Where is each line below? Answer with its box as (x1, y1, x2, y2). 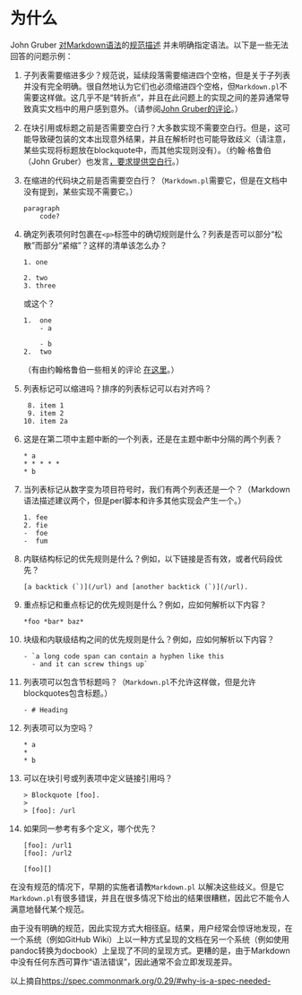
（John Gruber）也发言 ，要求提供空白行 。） (22, 156, 185, 167)
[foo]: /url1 (22, 841, 73, 850)
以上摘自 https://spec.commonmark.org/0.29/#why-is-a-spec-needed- (10, 975, 272, 986)
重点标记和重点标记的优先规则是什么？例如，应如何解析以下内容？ (22, 599, 267, 610)
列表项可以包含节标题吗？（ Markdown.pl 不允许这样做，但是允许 (22, 676, 256, 687)
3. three (22, 281, 56, 290)
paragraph (22, 203, 61, 213)
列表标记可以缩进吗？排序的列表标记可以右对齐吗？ (22, 382, 212, 394)
